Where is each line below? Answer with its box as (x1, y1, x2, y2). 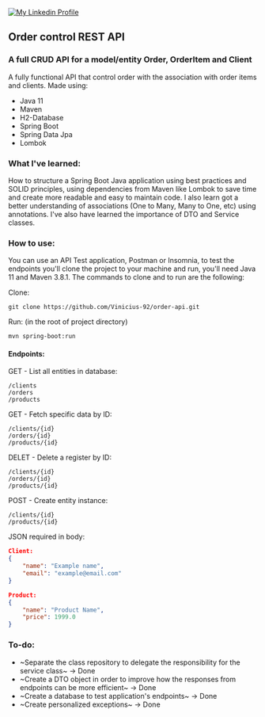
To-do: (8, 639, 36, 650)
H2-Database (19, 113, 64, 122)
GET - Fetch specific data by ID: (8, 410, 112, 419)
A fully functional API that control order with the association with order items (8, 72, 257, 82)
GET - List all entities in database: (8, 367, 118, 376)
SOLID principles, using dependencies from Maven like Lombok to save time (8, 184, 257, 193)
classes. (8, 218, 36, 227)
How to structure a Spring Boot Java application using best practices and (8, 175, 247, 185)
